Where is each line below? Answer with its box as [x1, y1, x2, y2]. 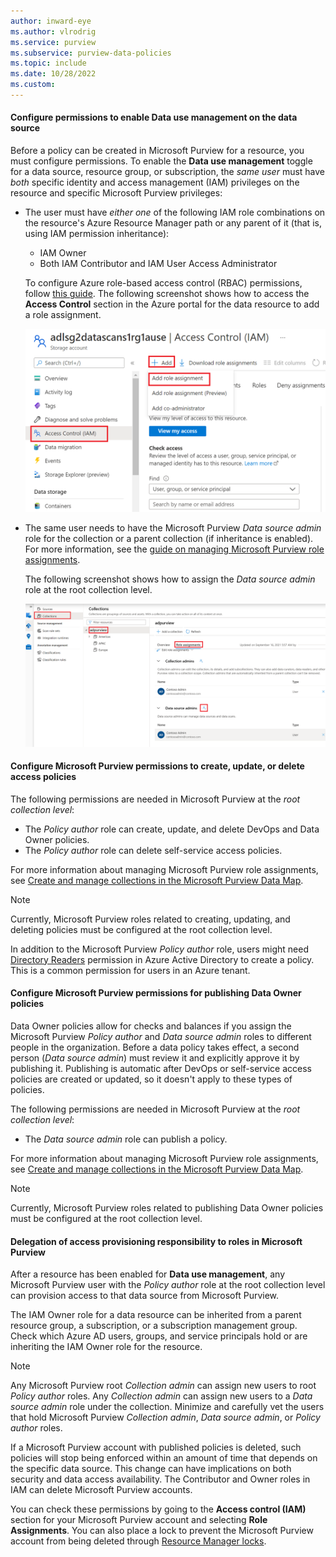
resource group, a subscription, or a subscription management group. [10, 1320, 298, 1332]
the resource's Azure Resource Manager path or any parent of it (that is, [24, 217, 322, 229]
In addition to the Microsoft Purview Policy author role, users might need [10, 943, 309, 955]
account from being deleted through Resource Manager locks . [10, 1535, 267, 1547]
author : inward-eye [10, 16, 92, 26]
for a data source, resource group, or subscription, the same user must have [10, 166, 326, 178]
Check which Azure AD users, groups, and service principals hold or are [10, 1330, 308, 1342]
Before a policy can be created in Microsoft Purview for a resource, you [10, 145, 305, 157]
